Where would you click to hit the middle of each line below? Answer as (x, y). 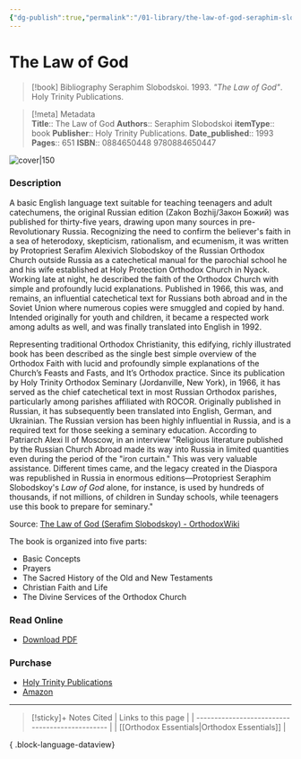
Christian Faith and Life (65, 587)
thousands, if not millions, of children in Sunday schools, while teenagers (144, 497)
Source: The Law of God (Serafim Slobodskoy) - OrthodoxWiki (125, 524)
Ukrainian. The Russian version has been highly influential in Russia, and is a (150, 420)
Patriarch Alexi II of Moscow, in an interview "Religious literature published (146, 439)
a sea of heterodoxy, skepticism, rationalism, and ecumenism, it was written (149, 241)
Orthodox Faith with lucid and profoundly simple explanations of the (134, 363)
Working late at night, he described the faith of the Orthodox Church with (144, 278)
